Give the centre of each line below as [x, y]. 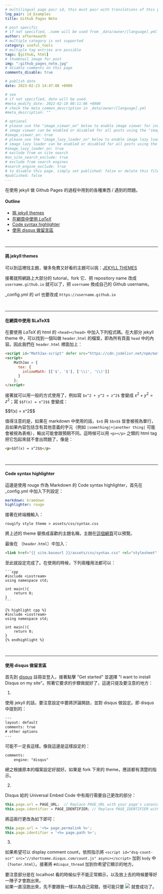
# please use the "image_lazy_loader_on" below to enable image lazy [77, 139]
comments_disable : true [29, 73]
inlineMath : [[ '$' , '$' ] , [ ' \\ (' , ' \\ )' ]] [66, 371]
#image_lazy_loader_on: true [34, 149]
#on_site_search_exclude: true [37, 158]
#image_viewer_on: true [29, 135]
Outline [13, 202]
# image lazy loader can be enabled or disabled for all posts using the [81, 144]
